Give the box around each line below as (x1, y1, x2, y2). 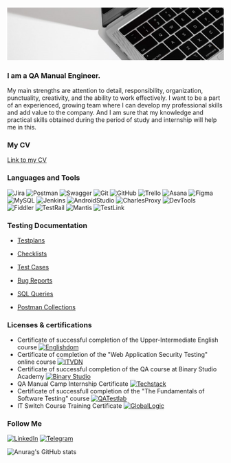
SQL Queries (16, 289, 54, 298)
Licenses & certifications (7, 320, 92, 329)
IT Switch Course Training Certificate (16, 402, 122, 410)
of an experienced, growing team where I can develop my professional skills (7, 101, 223, 109)
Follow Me (7, 419, 43, 429)
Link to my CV (7, 156, 47, 164)
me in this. (7, 123, 36, 131)
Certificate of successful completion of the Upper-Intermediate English (16, 336, 219, 344)
